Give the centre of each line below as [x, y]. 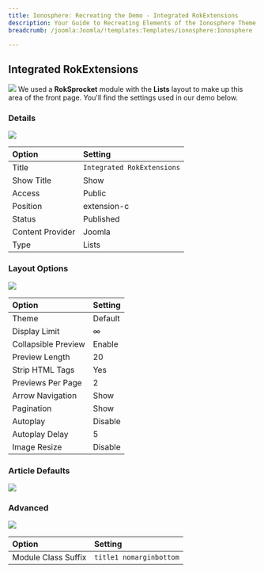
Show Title [32, 180]
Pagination [32, 408]
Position [27, 207]
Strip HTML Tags [43, 370]
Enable [106, 343]
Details [22, 118]
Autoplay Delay [40, 434]
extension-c [106, 207]
